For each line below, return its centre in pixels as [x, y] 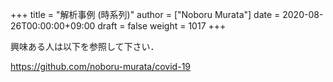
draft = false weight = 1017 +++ [162, 26]
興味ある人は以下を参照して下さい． [85, 46]
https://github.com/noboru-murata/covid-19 [101, 66]
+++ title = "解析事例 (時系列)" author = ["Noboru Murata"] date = [145, 14]
